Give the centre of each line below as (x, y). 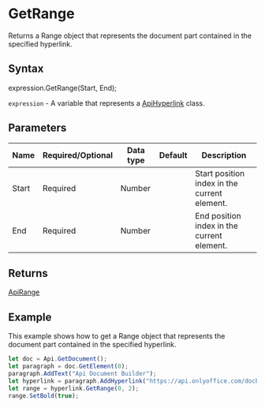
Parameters (37, 128)
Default (173, 155)
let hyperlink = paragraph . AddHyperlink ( (77, 381)
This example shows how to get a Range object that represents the (117, 336)
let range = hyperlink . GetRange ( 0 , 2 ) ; (74, 388)
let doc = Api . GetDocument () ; (58, 359)
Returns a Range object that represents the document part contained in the (130, 36)
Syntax (26, 69)
